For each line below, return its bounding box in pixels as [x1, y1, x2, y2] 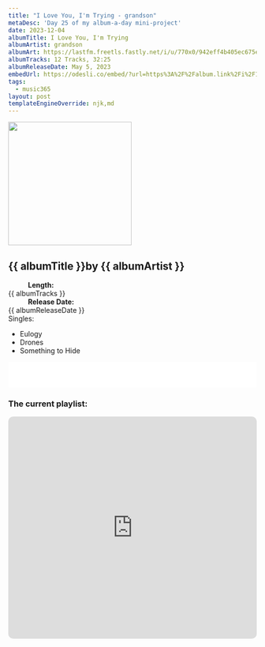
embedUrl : [8, 70, 41, 78]
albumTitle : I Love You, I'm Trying [8, 33, 129, 42]
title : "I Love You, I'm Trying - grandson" [8, 11, 157, 20]
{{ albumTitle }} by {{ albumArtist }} [8, 259, 185, 273]
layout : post [8, 92, 51, 100]
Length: [28, 280, 54, 289]
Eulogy [19, 329, 43, 338]
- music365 [15, 85, 51, 93]
